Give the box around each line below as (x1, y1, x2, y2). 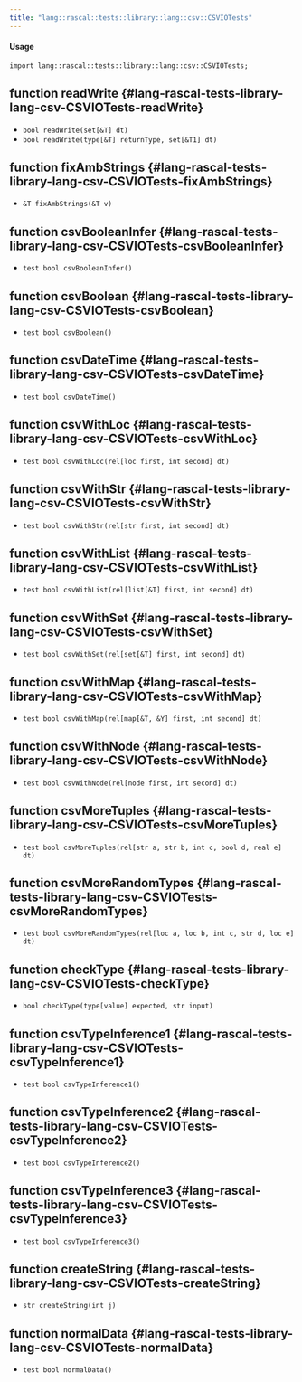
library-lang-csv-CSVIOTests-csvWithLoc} (9, 431, 259, 447)
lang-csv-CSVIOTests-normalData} (9, 1339, 214, 1355)
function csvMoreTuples (9, 803, 151, 819)
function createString (9, 1262, 134, 1277)
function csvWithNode (9, 739, 140, 754)
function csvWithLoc (9, 417, 131, 432)
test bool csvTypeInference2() (22, 1159, 141, 1168)
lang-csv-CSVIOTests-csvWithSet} (9, 624, 214, 639)
